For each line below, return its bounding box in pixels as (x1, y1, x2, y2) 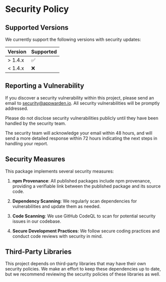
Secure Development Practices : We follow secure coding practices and (12, 228, 160, 234)
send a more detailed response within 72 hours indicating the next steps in (5, 135, 158, 141)
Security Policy (5, 3, 69, 15)
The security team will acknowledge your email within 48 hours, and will (5, 130, 153, 136)
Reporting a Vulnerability (5, 82, 84, 90)
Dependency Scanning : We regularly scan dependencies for (12, 198, 137, 204)
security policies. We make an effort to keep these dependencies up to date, (5, 266, 161, 272)
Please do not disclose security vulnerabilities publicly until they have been (5, 115, 159, 121)
